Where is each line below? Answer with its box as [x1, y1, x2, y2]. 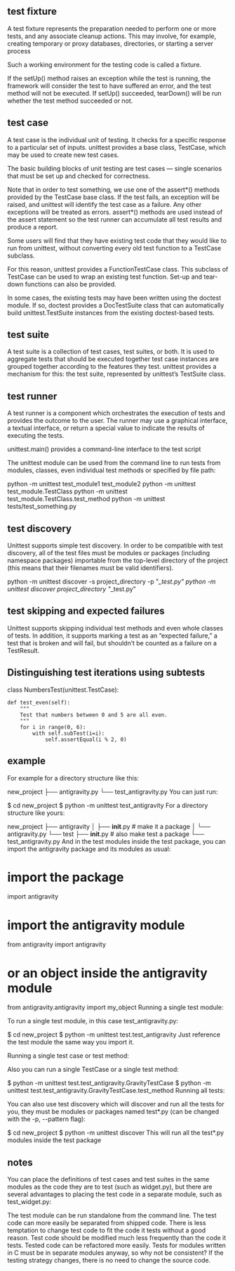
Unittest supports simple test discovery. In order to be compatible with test [7, 541, 223, 550]
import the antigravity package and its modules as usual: [7, 845, 171, 853]
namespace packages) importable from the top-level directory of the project [7, 556, 228, 565]
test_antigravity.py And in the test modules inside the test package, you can [7, 837, 226, 845]
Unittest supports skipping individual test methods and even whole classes [7, 624, 224, 632]
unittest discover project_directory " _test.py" [7, 585, 137, 593]
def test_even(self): [7, 699, 71, 706]
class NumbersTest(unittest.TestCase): [7, 685, 119, 694]
